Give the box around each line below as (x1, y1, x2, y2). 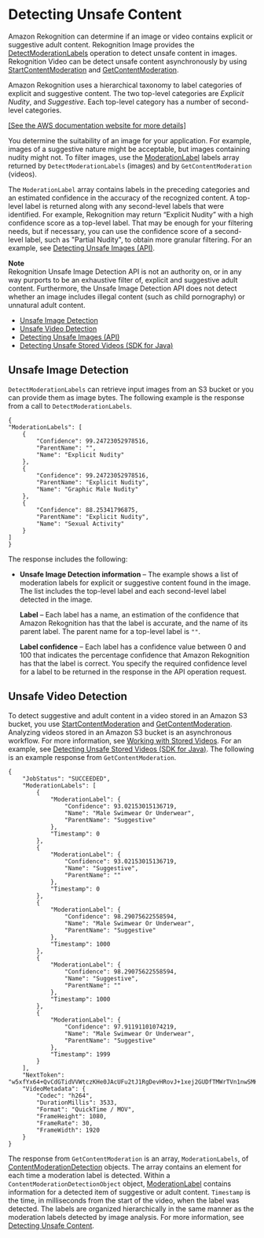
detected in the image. (19, 595, 93, 604)
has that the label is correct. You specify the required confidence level (19, 658, 247, 668)
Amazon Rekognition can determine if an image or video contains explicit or (8, 32, 253, 41)
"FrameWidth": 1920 (36, 1126, 101, 1134)
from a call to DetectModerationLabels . (8, 401, 132, 410)
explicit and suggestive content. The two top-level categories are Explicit (8, 88, 244, 98)
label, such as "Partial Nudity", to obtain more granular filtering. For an (24, 235, 252, 244)
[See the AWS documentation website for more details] (8, 120, 186, 130)
